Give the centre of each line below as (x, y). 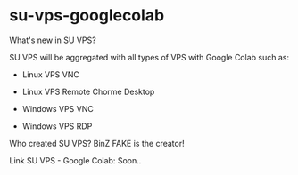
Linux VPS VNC (51, 74)
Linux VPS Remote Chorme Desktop (88, 91)
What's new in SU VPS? (53, 40)
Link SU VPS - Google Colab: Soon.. (75, 160)
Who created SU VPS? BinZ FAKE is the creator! (97, 143)
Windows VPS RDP (57, 126)
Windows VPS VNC (58, 108)
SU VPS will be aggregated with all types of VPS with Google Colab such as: (149, 57)
